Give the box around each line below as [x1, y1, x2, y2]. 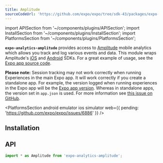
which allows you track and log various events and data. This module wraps [5, 49, 157, 56]
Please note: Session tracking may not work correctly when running [5, 69, 142, 75]
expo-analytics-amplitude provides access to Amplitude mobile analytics [5, 45, 152, 50]
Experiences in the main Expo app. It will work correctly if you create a [5, 75, 146, 81]
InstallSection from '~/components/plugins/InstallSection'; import [5, 30, 136, 36]
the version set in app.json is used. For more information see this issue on [5, 90, 153, 96]
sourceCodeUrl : [5, 12, 36, 16]
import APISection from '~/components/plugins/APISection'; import [5, 25, 140, 31]
